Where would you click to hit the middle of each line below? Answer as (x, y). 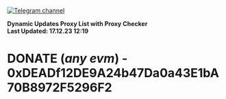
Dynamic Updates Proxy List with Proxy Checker (77, 24)
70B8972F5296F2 (60, 88)
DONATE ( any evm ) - (67, 59)
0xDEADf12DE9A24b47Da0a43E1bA (113, 73)
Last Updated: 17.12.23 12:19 (48, 31)
